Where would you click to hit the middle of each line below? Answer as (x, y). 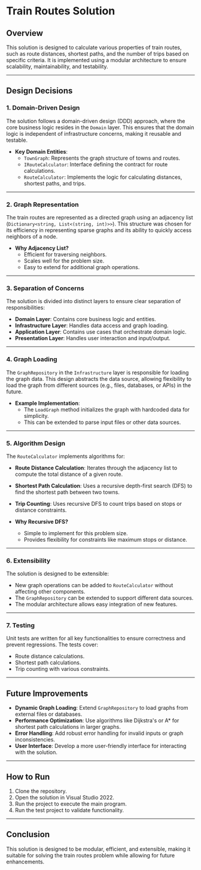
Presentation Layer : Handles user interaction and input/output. (92, 338)
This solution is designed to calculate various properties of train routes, (94, 47)
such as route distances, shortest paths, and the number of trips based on (98, 54)
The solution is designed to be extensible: (58, 574)
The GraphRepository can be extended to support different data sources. (104, 598)
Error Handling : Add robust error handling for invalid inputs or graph (99, 733)
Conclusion (28, 834)
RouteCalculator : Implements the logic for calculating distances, (103, 177)
